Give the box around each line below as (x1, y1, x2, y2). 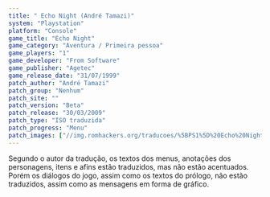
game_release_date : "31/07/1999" (8, 72, 121, 80)
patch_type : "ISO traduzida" (8, 117, 106, 125)
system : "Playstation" (8, 19, 84, 27)
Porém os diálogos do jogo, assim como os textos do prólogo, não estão (8, 170, 247, 180)
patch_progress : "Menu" (8, 124, 88, 132)
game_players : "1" (8, 49, 70, 57)
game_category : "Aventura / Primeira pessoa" (8, 42, 163, 50)
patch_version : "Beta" (8, 101, 84, 109)
